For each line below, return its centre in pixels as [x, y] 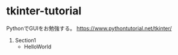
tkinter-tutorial [44, 11]
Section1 [25, 40]
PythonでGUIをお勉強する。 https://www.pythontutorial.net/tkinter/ [89, 28]
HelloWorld [38, 47]
